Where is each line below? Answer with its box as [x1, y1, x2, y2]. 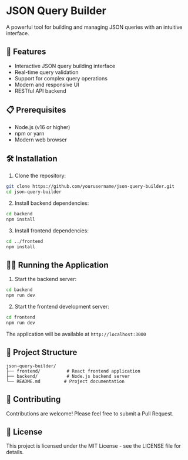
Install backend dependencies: [14, 199, 89, 207]
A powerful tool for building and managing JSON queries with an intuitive [6, 23, 183, 31]
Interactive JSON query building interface [14, 62, 116, 69]
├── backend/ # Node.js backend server [6, 373, 130, 379]
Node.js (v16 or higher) [14, 123, 70, 130]
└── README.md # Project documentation [6, 378, 125, 384]
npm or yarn [14, 130, 45, 137]
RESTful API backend [14, 87, 66, 94]
